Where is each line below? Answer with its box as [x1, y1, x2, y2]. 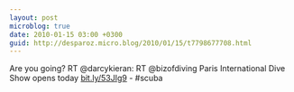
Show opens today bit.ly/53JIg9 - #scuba [9, 73, 163, 84]
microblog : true [9, 22, 70, 31]
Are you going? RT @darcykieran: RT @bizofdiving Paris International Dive [9, 63, 286, 74]
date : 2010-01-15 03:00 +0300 [9, 30, 124, 39]
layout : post [9, 13, 59, 23]
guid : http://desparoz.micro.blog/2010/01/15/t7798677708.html [9, 38, 253, 48]
